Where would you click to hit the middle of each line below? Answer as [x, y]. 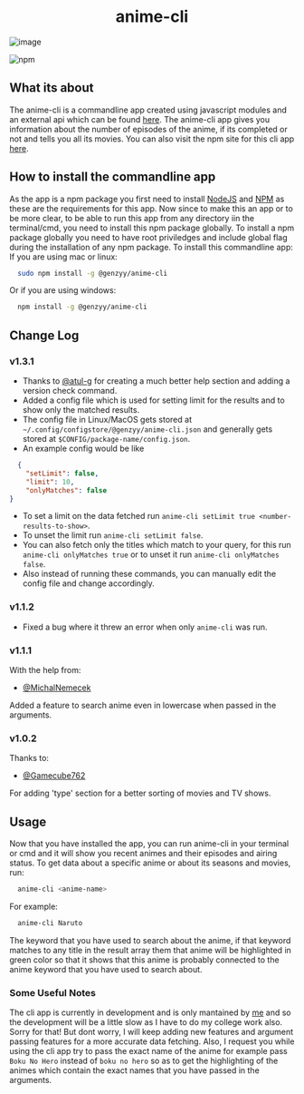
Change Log [44, 335]
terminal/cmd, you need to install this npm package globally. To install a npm [152, 228]
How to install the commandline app [113, 177]
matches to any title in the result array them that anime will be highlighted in [151, 950]
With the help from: [45, 669]
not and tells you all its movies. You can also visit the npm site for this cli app [152, 139]
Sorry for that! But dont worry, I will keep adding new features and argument [152, 1032]
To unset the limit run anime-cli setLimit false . [113, 535]
